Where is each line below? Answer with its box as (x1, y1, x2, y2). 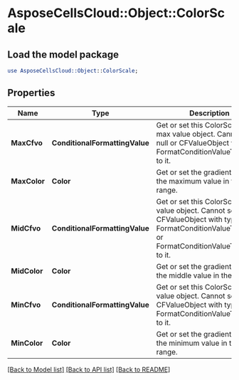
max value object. (156, 129, 216, 139)
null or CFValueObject (156, 137, 230, 147)
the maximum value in (156, 176, 230, 186)
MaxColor (11, 176, 45, 186)
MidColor (11, 265, 43, 275)
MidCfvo (11, 223, 41, 233)
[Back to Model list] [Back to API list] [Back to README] (7, 365, 171, 374)
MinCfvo (11, 300, 41, 310)
